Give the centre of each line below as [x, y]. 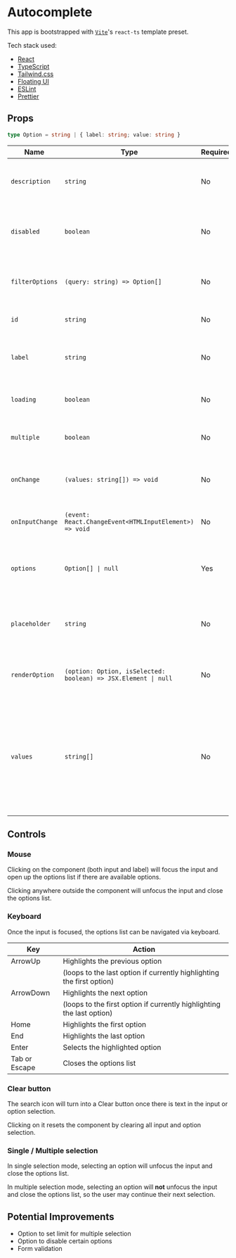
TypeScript [33, 66]
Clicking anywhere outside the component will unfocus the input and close [115, 891]
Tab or [21, 1058]
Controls [27, 834]
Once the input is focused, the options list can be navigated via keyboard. [114, 932]
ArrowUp [26, 961]
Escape [23, 1067]
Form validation [40, 1249]
